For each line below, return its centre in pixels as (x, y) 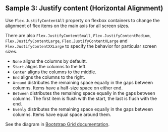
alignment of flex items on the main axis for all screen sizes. (67, 26)
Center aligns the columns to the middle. (54, 72)
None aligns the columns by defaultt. (50, 61)
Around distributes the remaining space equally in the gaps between (83, 82)
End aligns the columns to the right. (49, 77)
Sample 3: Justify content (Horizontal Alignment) (84, 8)
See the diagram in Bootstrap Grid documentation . (58, 124)
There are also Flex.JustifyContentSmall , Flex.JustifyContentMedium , (78, 35)
